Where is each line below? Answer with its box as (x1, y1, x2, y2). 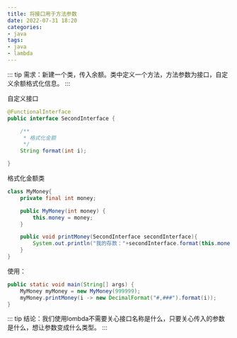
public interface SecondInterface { (7, 115, 115, 122)
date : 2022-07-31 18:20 (7, 17, 78, 24)
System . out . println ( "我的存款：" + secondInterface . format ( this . (33, 240, 218, 247)
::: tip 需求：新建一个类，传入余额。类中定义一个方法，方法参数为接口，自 (7, 70, 222, 79)
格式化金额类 (7, 174, 45, 182)
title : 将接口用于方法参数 (7, 10, 78, 18)
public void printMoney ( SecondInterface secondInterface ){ (20, 233, 198, 241)
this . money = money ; (33, 214, 93, 221)
